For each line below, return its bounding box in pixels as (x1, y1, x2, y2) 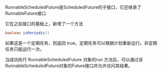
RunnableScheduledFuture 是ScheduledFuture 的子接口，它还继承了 (5, 4, 142, 10)
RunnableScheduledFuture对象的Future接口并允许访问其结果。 (5, 63, 133, 69)
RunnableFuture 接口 (5, 10, 46, 16)
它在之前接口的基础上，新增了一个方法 (5, 21, 83, 26)
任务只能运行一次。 (5, 46, 44, 52)
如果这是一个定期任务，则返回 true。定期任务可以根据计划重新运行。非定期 (5, 40, 158, 46)
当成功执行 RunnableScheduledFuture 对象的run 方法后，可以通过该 (5, 56, 143, 62)
